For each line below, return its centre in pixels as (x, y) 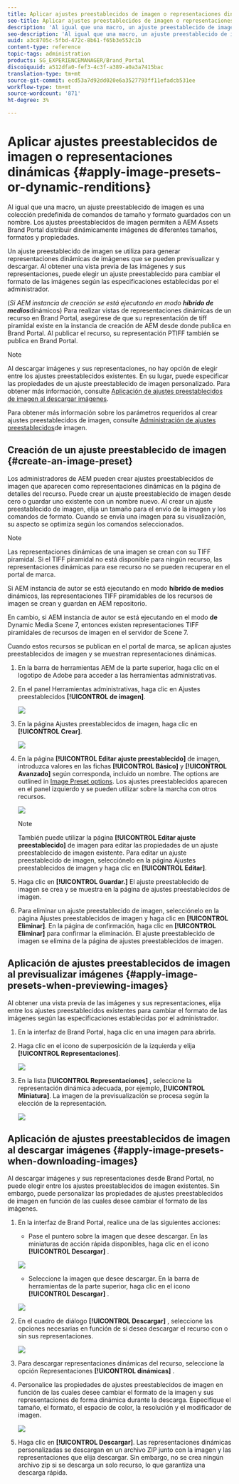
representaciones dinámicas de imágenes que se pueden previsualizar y (113, 258)
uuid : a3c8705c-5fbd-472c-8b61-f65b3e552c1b (74, 41)
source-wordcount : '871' (44, 93)
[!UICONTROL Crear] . (50, 731)
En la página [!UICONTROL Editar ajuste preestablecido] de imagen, (119, 758)
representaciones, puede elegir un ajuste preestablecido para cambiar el (114, 274)
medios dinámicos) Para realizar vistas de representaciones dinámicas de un (119, 310)
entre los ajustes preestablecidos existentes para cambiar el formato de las (117, 1010)
